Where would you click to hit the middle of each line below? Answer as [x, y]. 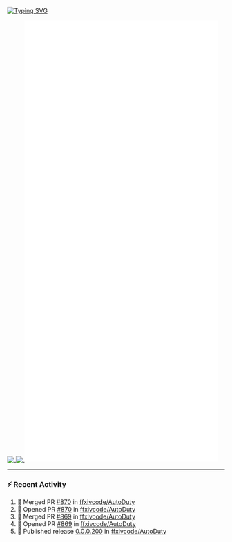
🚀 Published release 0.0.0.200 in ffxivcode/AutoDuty [92, 532]
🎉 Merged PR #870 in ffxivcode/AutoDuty [76, 502]
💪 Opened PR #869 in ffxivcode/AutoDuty [76, 524]
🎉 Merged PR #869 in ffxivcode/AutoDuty [76, 516]
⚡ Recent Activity [37, 485]
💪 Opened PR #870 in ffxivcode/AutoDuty [76, 510]
